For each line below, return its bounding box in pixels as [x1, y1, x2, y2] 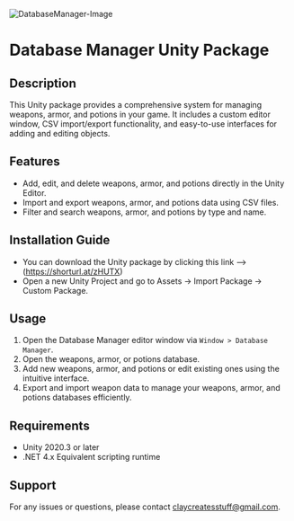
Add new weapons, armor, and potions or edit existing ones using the [22, 364, 281, 375]
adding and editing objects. [9, 128, 111, 138]
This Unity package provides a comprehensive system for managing [9, 100, 263, 110]
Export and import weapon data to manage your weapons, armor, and [22, 383, 281, 393]
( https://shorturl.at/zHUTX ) [22, 266, 123, 277]
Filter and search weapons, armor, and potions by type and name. [22, 207, 267, 217]
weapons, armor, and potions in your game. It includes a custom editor [9, 109, 272, 119]
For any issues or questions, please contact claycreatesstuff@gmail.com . [9, 501, 281, 512]
